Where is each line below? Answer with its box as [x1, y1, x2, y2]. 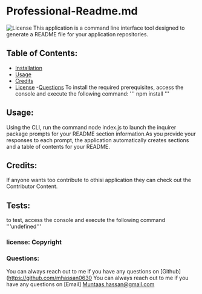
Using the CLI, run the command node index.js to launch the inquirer [6, 123, 177, 131]
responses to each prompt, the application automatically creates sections [6, 136, 189, 143]
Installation [15, 64, 43, 71]
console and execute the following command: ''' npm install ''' [15, 90, 170, 97]
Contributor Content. [6, 183, 58, 190]
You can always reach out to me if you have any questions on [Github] [6, 268, 181, 275]
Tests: [6, 200, 30, 211]
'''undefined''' [6, 223, 42, 230]
